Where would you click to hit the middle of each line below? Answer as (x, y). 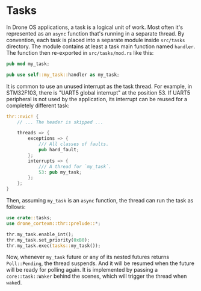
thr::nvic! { (23, 116)
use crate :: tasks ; (29, 218)
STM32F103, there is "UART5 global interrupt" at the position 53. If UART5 (98, 92)
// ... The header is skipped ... (60, 122)
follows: (16, 207)
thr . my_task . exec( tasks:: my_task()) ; (54, 246)
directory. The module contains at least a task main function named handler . (101, 46)
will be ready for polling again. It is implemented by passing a (82, 270)
